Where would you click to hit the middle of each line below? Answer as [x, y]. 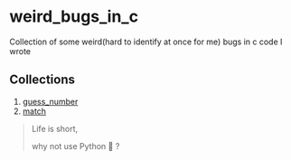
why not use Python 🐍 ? [75, 146]
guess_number [50, 101]
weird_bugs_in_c [74, 17]
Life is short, [55, 128]
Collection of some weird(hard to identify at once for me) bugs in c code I [146, 42]
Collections [42, 80]
